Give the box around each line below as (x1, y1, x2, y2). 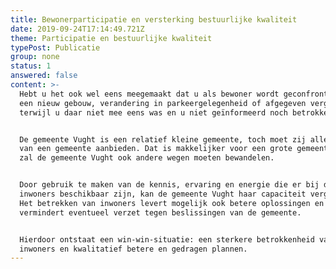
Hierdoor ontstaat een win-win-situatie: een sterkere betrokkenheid (19, 234, 315, 245)
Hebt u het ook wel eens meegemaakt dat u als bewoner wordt (19, 89, 280, 99)
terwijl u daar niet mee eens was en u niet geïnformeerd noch (19, 107, 288, 118)
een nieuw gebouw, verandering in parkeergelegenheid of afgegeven (19, 98, 307, 108)
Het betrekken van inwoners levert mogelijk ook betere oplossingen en (19, 198, 325, 208)
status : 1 (10, 61, 52, 71)
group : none (10, 52, 60, 62)
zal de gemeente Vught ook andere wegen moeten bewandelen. (19, 153, 275, 163)
